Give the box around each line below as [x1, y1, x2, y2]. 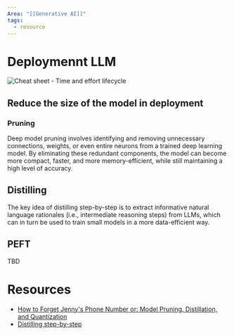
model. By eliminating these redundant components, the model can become [7, 149, 227, 157]
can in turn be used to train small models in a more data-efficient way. [7, 218, 210, 226]
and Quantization [17, 312, 67, 320]
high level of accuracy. [7, 164, 73, 172]
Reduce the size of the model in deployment [7, 97, 204, 109]
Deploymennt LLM [7, 53, 117, 70]
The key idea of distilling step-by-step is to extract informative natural [7, 203, 209, 211]
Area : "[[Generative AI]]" [7, 10, 86, 18]
